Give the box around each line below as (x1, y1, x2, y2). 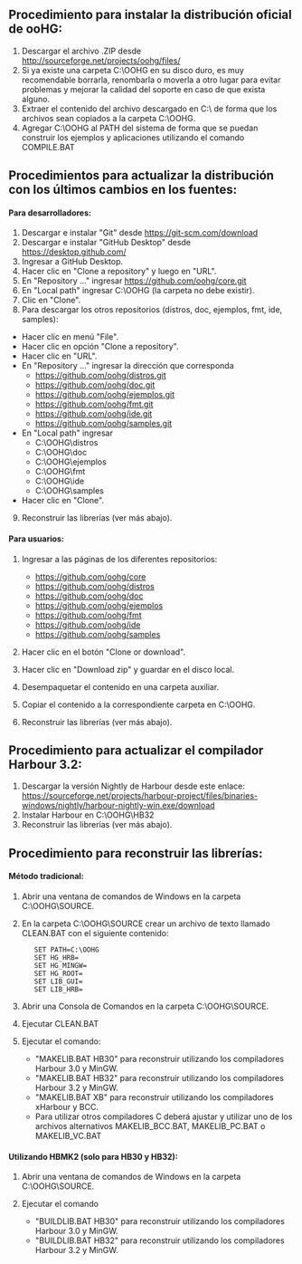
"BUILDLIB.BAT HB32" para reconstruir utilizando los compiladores (34, 1235, 286, 1246)
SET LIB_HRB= (33, 985, 83, 994)
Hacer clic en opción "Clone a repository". (21, 341, 179, 352)
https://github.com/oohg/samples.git (34, 418, 173, 429)
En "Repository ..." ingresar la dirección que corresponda (21, 360, 234, 371)
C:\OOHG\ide (34, 475, 85, 487)
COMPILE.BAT (21, 141, 76, 152)
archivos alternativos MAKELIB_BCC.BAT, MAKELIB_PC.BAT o (34, 1121, 266, 1132)
